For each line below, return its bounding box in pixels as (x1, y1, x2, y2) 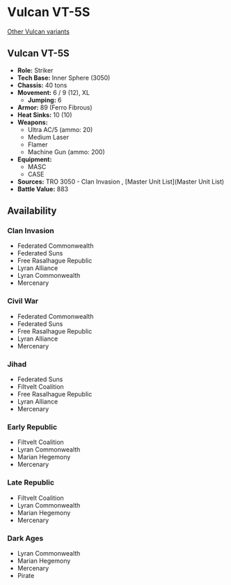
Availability (7, 205, 57, 217)
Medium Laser (27, 133, 70, 141)
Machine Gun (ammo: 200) (27, 147, 106, 156)
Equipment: (17, 155, 52, 163)
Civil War (7, 296, 39, 306)
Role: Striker (17, 66, 54, 74)
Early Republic (7, 422, 58, 431)
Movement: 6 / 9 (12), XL (17, 88, 90, 96)
